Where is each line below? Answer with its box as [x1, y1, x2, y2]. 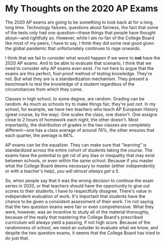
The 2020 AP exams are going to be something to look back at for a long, [5, 19, 154, 25]
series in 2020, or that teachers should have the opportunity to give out [5, 183, 150, 188]
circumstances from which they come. [5, 86, 83, 92]
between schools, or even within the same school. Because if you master [5, 157, 154, 163]
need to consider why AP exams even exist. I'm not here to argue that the [5, 65, 154, 71]
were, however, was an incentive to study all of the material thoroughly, [5, 209, 150, 215]
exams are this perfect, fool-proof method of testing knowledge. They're [5, 70, 153, 76]
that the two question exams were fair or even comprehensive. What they [5, 204, 154, 210]
